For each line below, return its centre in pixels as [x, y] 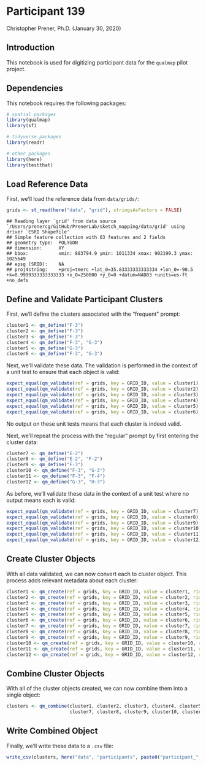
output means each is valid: [41, 500]
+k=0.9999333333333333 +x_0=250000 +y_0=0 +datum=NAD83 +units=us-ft [97, 275]
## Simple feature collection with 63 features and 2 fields [86, 238]
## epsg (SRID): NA [35, 264]
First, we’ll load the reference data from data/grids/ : [73, 199]
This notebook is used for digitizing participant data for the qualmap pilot [97, 62]
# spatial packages [31, 114]
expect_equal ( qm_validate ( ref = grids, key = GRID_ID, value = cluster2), [104, 389]
